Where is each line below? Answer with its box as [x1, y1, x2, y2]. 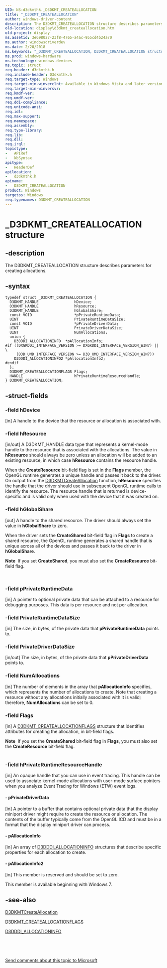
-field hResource [5, 430, 47, 437]
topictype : [5, 146, 28, 151]
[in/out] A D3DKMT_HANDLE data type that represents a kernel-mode [5, 441, 148, 447]
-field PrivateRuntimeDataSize [5, 614, 81, 621]
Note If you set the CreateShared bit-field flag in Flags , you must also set [5, 738, 158, 744]
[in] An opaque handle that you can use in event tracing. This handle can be [5, 773, 161, 779]
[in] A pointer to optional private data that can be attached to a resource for [5, 596, 160, 602]
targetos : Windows [5, 192, 43, 197]
